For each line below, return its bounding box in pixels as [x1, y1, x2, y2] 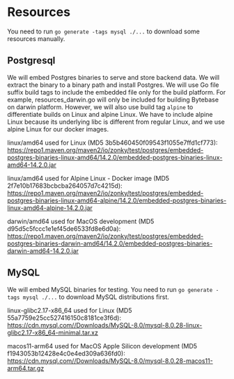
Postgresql [7, 55, 56, 67]
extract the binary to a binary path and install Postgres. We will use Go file [7, 81, 219, 89]
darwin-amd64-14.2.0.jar [7, 246, 79, 255]
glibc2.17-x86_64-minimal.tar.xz [7, 328, 99, 337]
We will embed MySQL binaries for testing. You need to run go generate [7, 285, 213, 293]
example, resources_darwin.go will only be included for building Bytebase [7, 95, 219, 104]
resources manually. [7, 34, 65, 42]
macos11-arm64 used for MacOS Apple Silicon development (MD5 [7, 341, 197, 350]
